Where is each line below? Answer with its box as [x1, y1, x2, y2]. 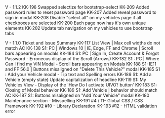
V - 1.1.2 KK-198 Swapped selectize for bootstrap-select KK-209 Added [5, 4, 150, 10]
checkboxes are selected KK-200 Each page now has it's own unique [5, 20, 146, 26]
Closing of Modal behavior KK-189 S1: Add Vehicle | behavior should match [5, 87, 158, 93]
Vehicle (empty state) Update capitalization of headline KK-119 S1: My [5, 77, 147, 82]
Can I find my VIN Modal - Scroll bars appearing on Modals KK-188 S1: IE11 [5, 61, 157, 67]
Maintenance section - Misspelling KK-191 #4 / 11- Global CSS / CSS [5, 98, 143, 103]
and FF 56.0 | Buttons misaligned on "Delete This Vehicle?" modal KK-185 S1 [5, 66, 161, 72]
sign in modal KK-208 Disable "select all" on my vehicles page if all [5, 15, 142, 20]
